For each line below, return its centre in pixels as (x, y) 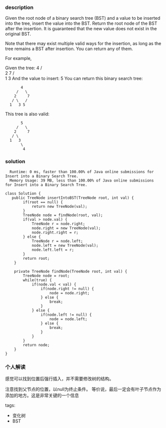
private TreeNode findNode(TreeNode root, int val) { (71, 271)
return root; (36, 258)
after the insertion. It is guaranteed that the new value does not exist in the (81, 29)
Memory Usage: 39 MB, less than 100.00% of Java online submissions (82, 180)
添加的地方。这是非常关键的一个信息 (42, 395)
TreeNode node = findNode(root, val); (63, 215)
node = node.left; (68, 319)
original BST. (18, 34)
